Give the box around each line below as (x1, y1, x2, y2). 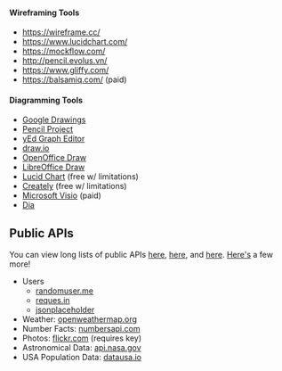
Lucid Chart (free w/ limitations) (21, 171, 140, 182)
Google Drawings (21, 114, 86, 125)
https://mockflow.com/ (21, 45, 106, 57)
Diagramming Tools (9, 95, 83, 105)
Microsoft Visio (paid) (21, 190, 102, 201)
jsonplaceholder (35, 304, 95, 316)
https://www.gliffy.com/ (21, 65, 109, 76)
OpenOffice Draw (21, 153, 87, 163)
